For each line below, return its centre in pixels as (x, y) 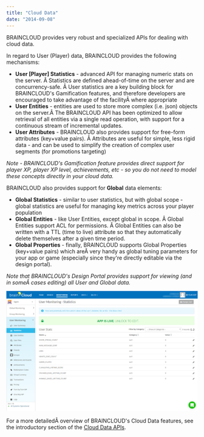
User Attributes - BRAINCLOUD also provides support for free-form (100, 132)
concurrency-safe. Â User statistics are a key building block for (94, 87)
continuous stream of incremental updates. (69, 125)
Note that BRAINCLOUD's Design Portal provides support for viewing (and (99, 276)
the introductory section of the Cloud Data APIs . (66, 427)
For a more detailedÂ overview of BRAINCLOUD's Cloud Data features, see (100, 421)
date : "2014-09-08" (31, 19)
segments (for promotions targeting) (60, 151)
